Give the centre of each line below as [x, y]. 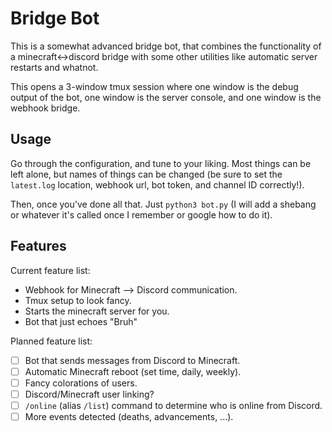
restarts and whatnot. [54, 67]
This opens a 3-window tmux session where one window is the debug [154, 86]
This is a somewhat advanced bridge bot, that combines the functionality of [166, 46]
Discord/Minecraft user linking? [89, 394]
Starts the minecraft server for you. [97, 311]
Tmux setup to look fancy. [78, 300]
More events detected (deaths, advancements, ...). [129, 416]
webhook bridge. [45, 108]
